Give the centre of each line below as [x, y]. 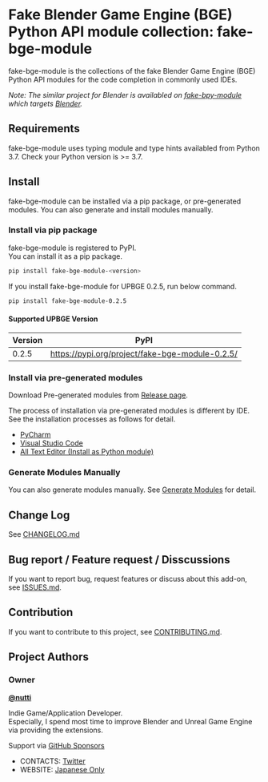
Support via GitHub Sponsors [57, 745]
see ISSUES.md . [35, 587]
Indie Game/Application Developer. [66, 713]
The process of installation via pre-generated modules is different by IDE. [129, 411]
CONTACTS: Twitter [52, 761]
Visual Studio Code [52, 443]
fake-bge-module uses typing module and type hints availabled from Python [134, 148]
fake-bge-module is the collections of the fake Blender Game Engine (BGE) [132, 71]
